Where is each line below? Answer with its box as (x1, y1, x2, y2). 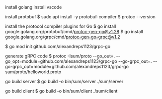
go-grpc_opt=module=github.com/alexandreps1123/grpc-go (5, 64, 129, 69)
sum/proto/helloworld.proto (5, 69, 62, 75)
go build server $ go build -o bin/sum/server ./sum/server (5, 79, 124, 84)
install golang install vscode (5, 4, 62, 10)
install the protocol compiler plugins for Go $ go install (5, 23, 116, 29)
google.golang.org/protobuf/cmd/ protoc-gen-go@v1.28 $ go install (5, 29, 143, 34)
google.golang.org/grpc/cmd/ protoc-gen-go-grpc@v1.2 (5, 34, 120, 40)
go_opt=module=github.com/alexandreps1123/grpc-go (5, 58, 118, 64)
